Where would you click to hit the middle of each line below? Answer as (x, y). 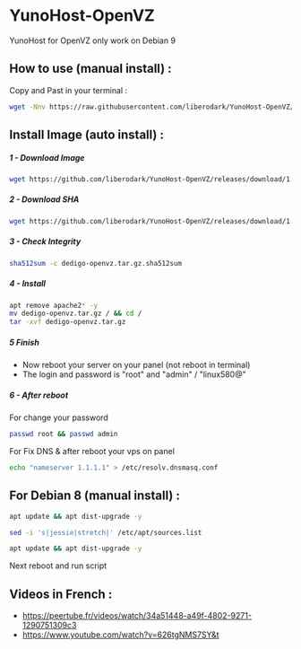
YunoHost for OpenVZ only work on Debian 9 (93, 40)
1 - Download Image (47, 157)
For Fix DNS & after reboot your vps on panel (92, 451)
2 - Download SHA (44, 199)
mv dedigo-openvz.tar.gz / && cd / (76, 314)
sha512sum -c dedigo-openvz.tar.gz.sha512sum (95, 263)
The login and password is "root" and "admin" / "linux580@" (134, 374)
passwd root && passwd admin (64, 434)
